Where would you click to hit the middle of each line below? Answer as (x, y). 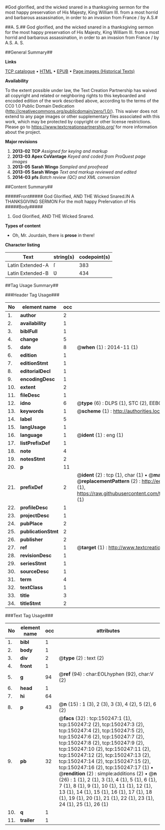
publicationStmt (40, 531)
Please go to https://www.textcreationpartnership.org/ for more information (81, 127)
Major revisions (21, 142)
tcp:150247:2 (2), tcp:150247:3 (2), (101, 724)
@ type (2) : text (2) (81, 658)
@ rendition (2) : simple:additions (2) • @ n (108, 773)
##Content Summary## (29, 187)
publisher (32, 539)
